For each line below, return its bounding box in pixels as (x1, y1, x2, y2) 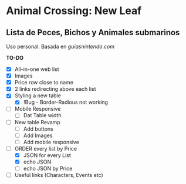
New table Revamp (14, 118, 60, 125)
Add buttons (23, 125, 54, 132)
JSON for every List (23, 151, 72, 159)
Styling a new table (14, 92, 62, 99)
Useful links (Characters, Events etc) (14, 172, 104, 178)
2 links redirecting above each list (14, 86, 96, 93)
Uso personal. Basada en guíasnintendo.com (6, 43, 115, 50)
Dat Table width (23, 112, 62, 119)
